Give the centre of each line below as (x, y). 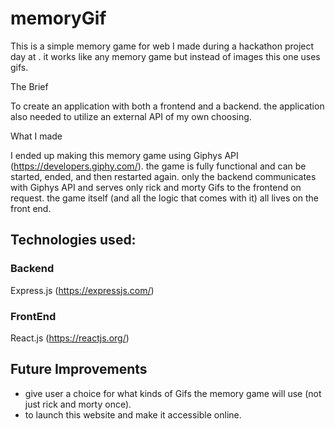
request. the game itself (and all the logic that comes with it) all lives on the (164, 198)
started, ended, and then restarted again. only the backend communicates (163, 176)
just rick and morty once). (78, 404)
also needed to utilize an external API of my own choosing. (131, 116)
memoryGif (58, 18)
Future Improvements (79, 369)
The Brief (29, 86)
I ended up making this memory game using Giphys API (124, 155)
